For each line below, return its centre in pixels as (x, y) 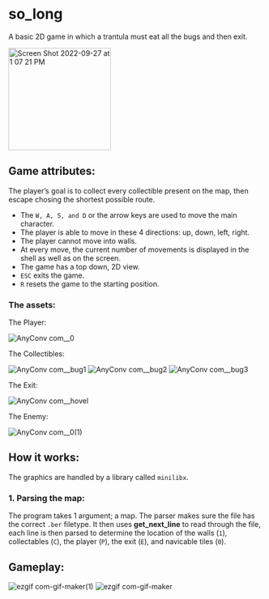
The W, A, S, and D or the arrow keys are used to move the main (128, 215)
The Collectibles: (36, 354)
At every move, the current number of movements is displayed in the (134, 249)
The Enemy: (28, 417)
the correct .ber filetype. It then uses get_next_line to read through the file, (134, 525)
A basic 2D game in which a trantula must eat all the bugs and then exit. (128, 36)
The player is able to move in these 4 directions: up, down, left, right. (134, 232)
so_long (36, 14)
